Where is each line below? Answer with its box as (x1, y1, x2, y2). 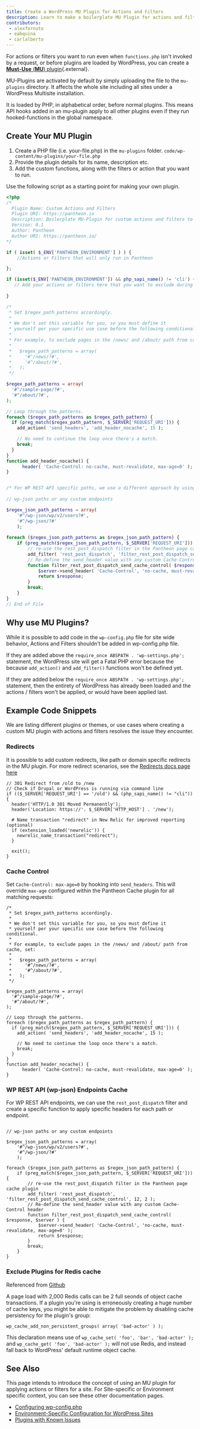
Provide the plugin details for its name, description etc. (14, 159, 149, 166)
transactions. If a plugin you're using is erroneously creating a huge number (6, 1299, 192, 1306)
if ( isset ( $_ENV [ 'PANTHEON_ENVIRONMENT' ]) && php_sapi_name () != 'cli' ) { (6, 277, 196, 283)
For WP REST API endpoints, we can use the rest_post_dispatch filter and (6, 1099, 187, 1106)
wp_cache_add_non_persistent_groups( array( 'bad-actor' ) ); (6, 1323, 164, 1329)
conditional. (6, 931, 39, 937)
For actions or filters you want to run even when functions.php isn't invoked (6, 53, 192, 60)
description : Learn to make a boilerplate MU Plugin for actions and (6, 14, 183, 20)
